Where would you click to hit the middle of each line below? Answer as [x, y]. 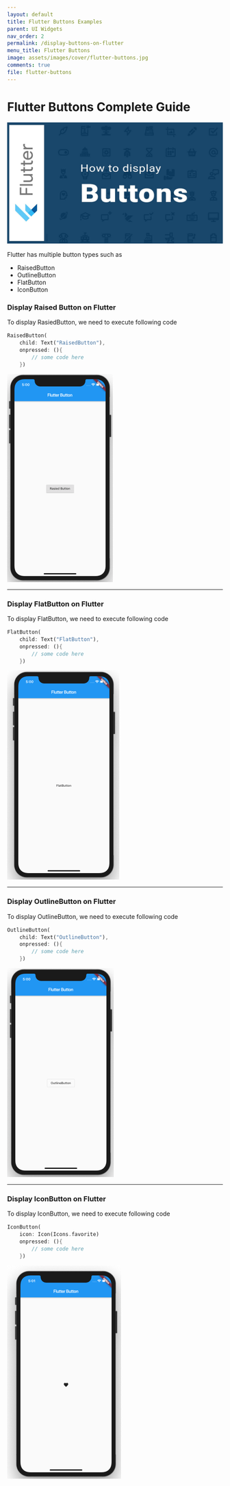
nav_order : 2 [26, 36]
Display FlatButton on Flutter [55, 604]
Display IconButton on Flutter [56, 1199]
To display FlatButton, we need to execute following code [88, 619]
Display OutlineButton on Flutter [62, 902]
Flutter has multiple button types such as [65, 255]
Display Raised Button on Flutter [62, 307]
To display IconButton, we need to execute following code [89, 1214]
